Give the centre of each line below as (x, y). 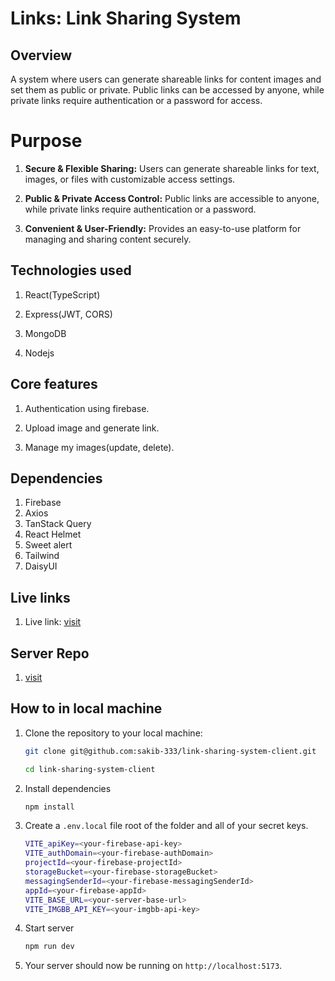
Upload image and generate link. (92, 428)
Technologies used (71, 270)
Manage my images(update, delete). (99, 447)
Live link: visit (53, 622)
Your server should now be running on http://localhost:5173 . (153, 966)
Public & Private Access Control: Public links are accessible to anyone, (172, 198)
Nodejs (39, 353)
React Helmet (53, 534)
